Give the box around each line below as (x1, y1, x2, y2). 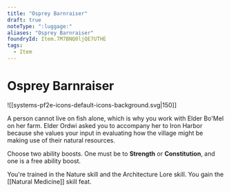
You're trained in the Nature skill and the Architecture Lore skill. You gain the (7, 170, 224, 178)
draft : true (7, 17, 41, 23)
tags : (7, 42, 23, 49)
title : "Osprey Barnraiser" (7, 10, 88, 17)
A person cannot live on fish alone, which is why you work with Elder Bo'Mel (7, 114, 224, 122)
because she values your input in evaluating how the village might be (7, 129, 203, 137)
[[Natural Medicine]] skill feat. (7, 177, 92, 186)
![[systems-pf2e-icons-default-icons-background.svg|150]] (7, 100, 177, 109)
